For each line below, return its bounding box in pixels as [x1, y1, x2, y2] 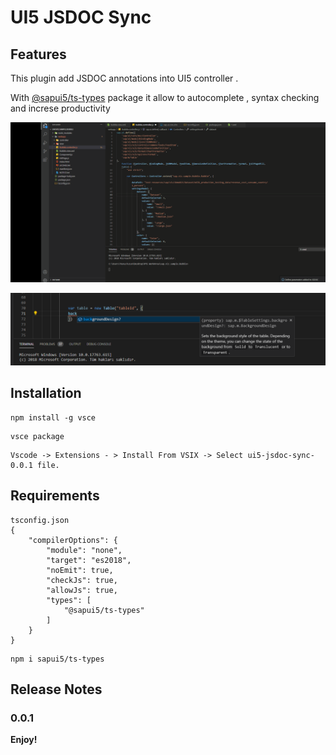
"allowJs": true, [46, 585, 118, 595]
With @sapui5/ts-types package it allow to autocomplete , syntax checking [10, 92, 320, 103]
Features [10, 46, 67, 63]
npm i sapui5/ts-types [10, 654, 105, 664]
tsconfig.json [10, 515, 70, 525]
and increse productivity [10, 102, 111, 114]
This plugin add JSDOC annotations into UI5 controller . [10, 72, 239, 84]
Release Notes [10, 681, 103, 698]
